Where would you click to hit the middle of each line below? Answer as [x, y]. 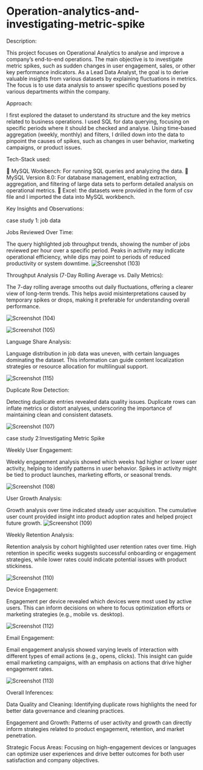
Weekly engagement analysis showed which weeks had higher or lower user [102, 462]
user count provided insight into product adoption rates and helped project [99, 516]
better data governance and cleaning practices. [66, 710]
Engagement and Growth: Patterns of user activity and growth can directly [99, 723]
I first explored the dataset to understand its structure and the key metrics [98, 115]
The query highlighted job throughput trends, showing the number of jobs [98, 244]
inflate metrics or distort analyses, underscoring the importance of [89, 408]
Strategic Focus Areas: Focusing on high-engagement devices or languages [101, 747]
